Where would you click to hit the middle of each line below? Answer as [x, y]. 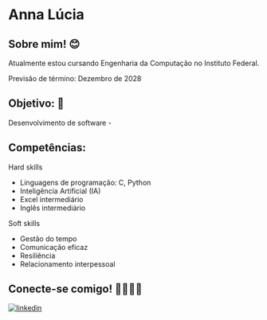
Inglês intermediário [53, 208]
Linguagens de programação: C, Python [85, 182]
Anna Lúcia [47, 15]
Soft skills [24, 223]
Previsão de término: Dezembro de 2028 [75, 78]
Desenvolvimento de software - [60, 123]
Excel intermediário [51, 199]
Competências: [47, 148]
